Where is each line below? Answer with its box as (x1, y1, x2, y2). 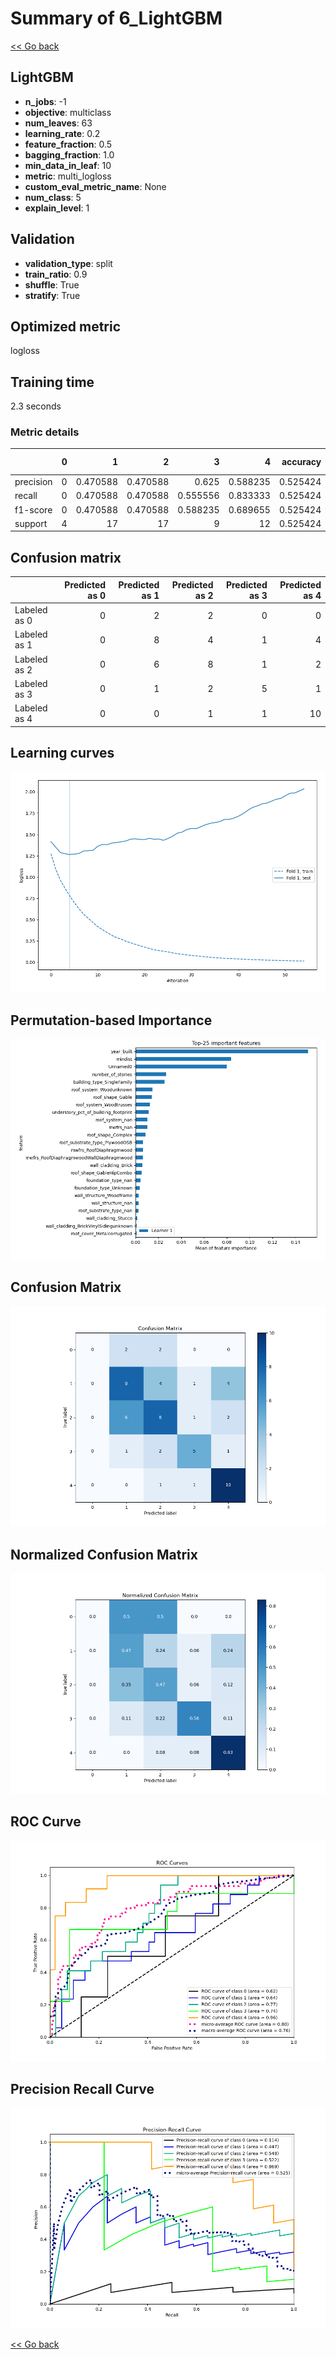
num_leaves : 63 (24, 117, 93, 129)
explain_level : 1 (24, 202, 90, 214)
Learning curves (10, 744, 115, 761)
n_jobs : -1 (24, 95, 67, 107)
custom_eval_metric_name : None (24, 180, 167, 192)
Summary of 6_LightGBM (10, 7, 223, 30)
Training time (10, 373, 95, 391)
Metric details (10, 425, 80, 439)
